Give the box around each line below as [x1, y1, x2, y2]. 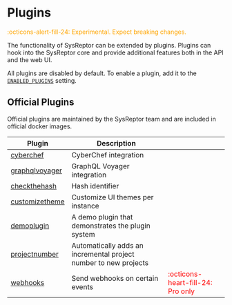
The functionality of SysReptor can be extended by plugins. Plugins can [7, 41, 211, 49]
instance [71, 201, 99, 210]
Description [96, 138, 136, 148]
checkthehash [10, 181, 57, 190]
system [71, 229, 95, 239]
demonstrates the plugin [71, 221, 151, 230]
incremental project [71, 249, 135, 259]
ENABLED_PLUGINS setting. [7, 76, 77, 84]
